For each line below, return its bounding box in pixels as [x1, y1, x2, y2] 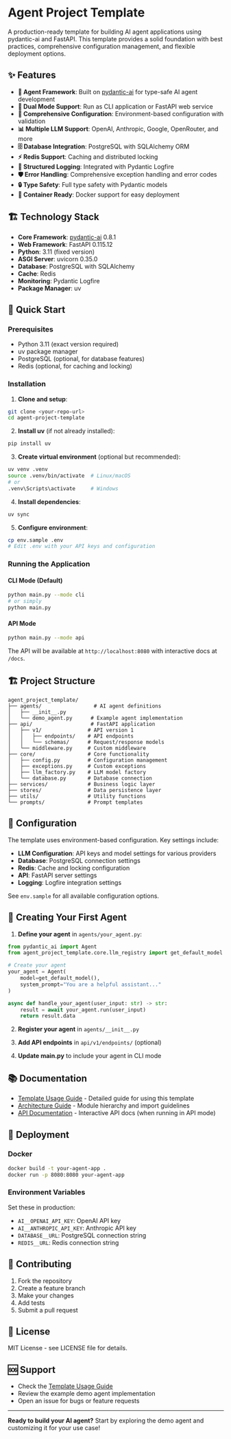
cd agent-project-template [8, 415, 85, 421]
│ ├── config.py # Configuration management [8, 756, 168, 764]
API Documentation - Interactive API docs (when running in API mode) [17, 1109, 216, 1117]
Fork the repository [17, 1277, 73, 1285]
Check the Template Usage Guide [17, 1382, 113, 1390]
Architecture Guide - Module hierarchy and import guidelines [17, 1101, 191, 1110]
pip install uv [8, 440, 51, 448]
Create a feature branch [17, 1284, 86, 1292]
